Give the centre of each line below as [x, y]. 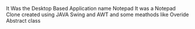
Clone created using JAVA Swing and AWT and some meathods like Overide [97, 14]
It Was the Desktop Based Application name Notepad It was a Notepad [91, 8]
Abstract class [23, 21]
